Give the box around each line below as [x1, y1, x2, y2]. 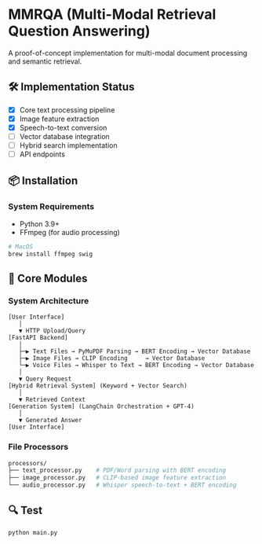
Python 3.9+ [19, 219, 60, 229]
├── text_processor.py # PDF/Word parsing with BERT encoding [8, 466, 226, 475]
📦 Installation [8, 174, 78, 187]
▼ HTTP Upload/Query [18, 327, 86, 335]
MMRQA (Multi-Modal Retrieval [8, 6, 217, 24]
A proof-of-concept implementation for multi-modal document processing [8, 48, 248, 57]
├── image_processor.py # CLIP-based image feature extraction [8, 474, 226, 482]
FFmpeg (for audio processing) [19, 227, 120, 237]
